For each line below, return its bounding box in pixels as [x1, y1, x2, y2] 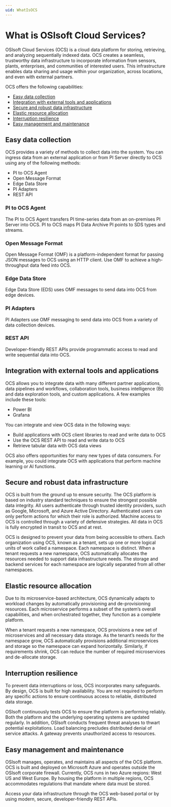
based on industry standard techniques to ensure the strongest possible [5, 497, 157, 503]
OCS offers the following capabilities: [5, 83, 83, 90]
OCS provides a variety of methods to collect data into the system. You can [5, 149, 163, 155]
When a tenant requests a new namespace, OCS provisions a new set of [5, 627, 157, 633]
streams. [5, 227, 24, 233]
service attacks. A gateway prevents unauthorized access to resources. [5, 730, 156, 737]
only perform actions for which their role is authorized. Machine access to [5, 513, 161, 519]
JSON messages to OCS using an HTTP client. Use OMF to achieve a [5, 256, 151, 263]
